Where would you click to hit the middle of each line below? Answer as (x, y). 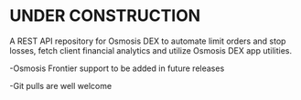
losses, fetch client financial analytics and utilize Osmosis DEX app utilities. (151, 50)
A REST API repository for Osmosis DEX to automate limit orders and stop (148, 41)
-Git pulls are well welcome (61, 85)
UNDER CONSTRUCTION (105, 16)
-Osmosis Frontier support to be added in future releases (117, 68)
